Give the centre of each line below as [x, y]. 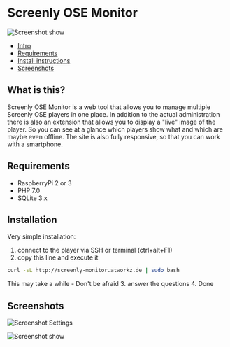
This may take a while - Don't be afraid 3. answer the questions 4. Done [110, 284]
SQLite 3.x [32, 198]
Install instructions [44, 60]
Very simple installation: [42, 236]
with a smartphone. [35, 144]
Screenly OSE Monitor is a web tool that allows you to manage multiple [109, 107]
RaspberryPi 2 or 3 [44, 183]
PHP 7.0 [29, 190]
